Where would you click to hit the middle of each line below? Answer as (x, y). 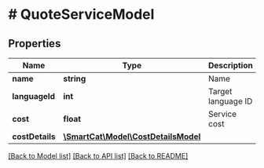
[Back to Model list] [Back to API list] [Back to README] (98, 156)
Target (220, 91)
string (75, 79)
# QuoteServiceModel (81, 15)
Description (230, 66)
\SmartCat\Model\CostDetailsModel (132, 137)
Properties (35, 44)
